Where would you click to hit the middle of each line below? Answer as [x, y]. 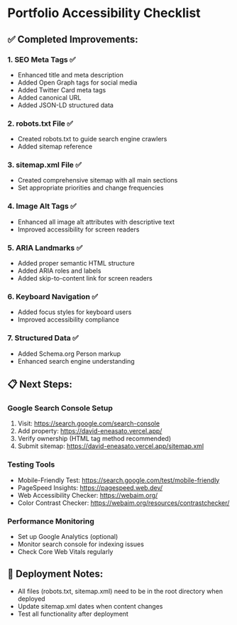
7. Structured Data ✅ [43, 338]
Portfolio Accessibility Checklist [104, 13]
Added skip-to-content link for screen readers [85, 278]
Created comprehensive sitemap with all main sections [98, 180]
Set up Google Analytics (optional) [68, 536]
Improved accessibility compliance [68, 320]
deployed [31, 599]
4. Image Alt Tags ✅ [42, 206]
